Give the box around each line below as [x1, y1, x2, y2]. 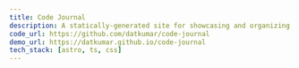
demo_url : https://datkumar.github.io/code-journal [9, 37, 206, 47]
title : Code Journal [9, 12, 87, 22]
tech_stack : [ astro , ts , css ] [9, 46, 123, 55]
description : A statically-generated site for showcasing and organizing [9, 21, 291, 30]
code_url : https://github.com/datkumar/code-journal [9, 29, 210, 38]
